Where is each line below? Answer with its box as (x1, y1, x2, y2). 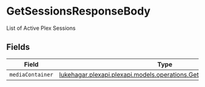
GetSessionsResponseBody (6, 4, 151, 18)
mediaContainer (9, 71, 54, 78)
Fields (6, 42, 31, 52)
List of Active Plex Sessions (6, 24, 76, 32)
